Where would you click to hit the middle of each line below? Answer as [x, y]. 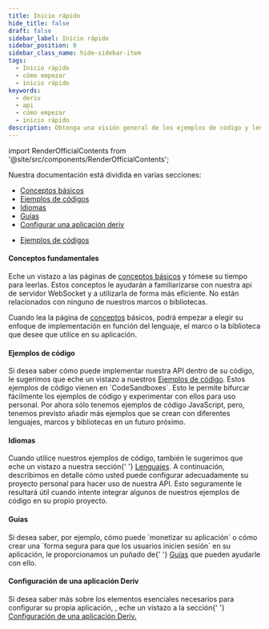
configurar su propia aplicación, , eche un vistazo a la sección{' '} [116, 607]
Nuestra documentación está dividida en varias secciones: [105, 174]
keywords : [25, 90]
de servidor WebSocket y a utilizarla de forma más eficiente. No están [124, 293]
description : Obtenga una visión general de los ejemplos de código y [128, 128]
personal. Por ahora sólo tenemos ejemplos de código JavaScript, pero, [126, 405]
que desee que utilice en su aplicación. [73, 334]
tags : [17, 61]
